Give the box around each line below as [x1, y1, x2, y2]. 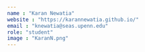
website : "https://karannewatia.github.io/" [7, 16, 139, 23]
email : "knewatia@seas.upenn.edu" [7, 22, 109, 29]
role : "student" [7, 28, 53, 36]
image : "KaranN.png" [7, 35, 69, 42]
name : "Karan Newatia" [7, 9, 75, 17]
